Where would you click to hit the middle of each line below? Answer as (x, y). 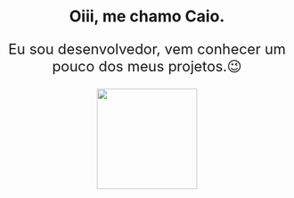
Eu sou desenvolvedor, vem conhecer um (147, 49)
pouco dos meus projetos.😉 (147, 66)
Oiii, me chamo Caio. (147, 16)
